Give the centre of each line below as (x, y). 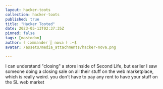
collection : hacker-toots (32, 15)
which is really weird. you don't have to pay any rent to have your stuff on (82, 76)
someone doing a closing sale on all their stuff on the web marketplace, (79, 71)
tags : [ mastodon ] (23, 38)
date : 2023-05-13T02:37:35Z (35, 29)
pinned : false (20, 33)
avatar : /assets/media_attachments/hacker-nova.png (61, 47)
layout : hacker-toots (28, 10)
